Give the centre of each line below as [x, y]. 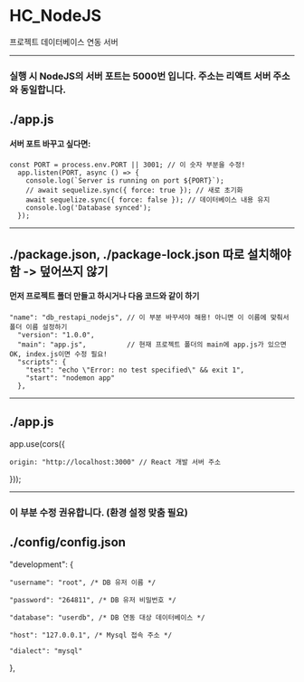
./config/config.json [68, 542]
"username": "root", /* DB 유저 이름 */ [83, 583]
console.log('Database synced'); [89, 208]
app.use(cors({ [37, 443]
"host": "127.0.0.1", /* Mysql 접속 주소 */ [91, 635]
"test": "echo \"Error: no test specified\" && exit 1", [135, 370]
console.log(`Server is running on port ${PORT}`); [125, 181]
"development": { [42, 564]
